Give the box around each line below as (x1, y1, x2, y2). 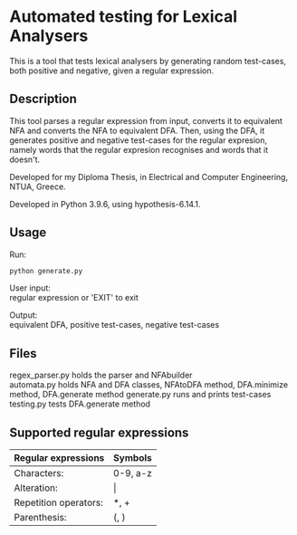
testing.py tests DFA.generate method (9, 398, 151, 409)
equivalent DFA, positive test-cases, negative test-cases (9, 320, 220, 330)
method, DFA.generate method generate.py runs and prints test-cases (9, 389, 272, 400)
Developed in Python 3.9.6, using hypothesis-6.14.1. (9, 198, 201, 209)
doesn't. (9, 154, 41, 165)
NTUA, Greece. (9, 181, 66, 192)
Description (9, 91, 77, 107)
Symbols (112, 452, 152, 464)
